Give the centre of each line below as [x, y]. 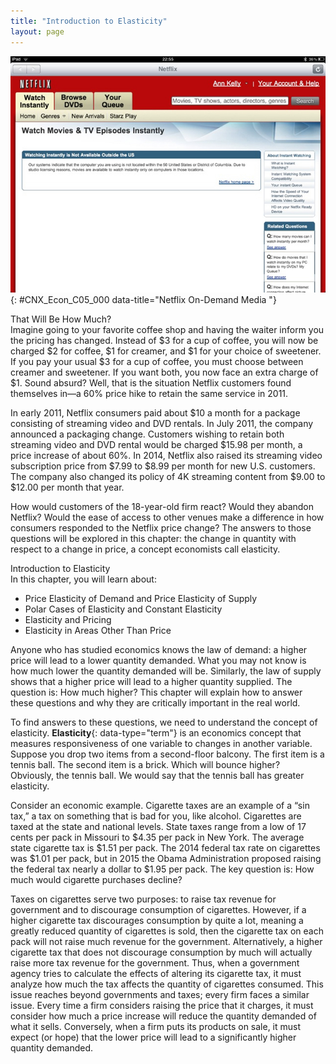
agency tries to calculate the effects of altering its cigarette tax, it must [156, 973]
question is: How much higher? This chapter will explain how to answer [156, 692]
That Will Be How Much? [61, 319]
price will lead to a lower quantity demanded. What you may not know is [158, 660]
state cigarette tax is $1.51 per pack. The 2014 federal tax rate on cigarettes [165, 847]
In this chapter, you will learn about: [83, 579]
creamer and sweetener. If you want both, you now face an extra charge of [164, 372]
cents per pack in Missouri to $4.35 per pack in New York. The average [157, 837]
